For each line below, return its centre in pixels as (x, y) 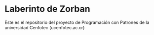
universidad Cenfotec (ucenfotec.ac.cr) (45, 27)
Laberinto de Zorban (47, 9)
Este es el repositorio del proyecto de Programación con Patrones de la (77, 22)
